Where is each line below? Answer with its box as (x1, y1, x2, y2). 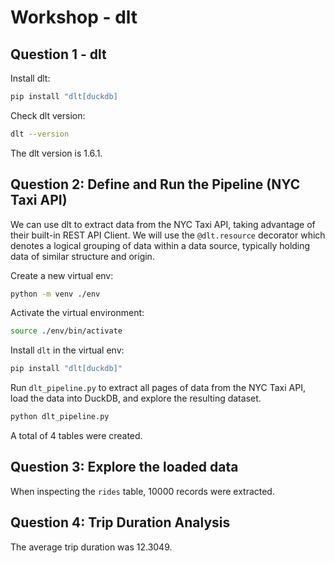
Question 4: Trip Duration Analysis (10, 514, 231, 531)
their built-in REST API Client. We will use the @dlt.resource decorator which (10, 229, 326, 241)
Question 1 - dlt (10, 46, 107, 63)
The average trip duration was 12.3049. (10, 541, 173, 553)
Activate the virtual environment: (10, 307, 145, 319)
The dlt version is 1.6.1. (10, 147, 103, 159)
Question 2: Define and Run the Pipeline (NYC (10, 176, 301, 193)
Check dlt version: (10, 109, 86, 121)
